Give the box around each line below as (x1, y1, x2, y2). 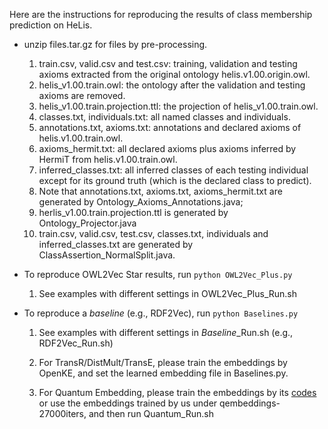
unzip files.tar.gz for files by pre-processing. (23, 39, 208, 50)
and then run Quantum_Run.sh (88, 408, 214, 419)
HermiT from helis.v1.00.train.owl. (38, 154, 178, 165)
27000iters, (38, 408, 87, 419)
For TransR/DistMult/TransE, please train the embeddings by (38, 357, 288, 368)
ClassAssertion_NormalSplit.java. (38, 249, 176, 261)
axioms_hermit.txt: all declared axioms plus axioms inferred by (38, 143, 297, 154)
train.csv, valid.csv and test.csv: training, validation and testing (38, 58, 298, 69)
